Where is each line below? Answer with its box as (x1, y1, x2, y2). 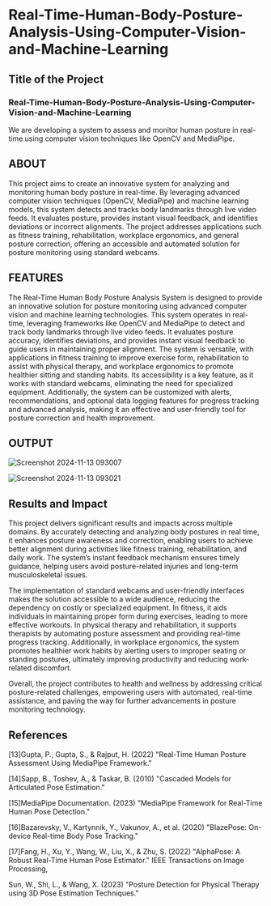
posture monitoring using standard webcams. (8, 247, 160, 257)
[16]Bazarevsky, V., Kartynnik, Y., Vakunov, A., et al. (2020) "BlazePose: (8, 822, 248, 832)
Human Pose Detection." (8, 806, 91, 816)
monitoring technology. (8, 704, 86, 714)
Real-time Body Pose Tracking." (32, 831, 139, 840)
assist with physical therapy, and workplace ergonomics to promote (8, 361, 235, 371)
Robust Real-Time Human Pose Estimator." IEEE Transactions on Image (8, 855, 244, 865)
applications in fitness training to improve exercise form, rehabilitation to (8, 352, 249, 362)
